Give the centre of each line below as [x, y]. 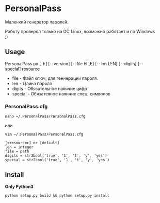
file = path [17, 151]
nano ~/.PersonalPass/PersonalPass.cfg [45, 117]
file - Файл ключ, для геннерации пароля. [55, 78]
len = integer [19, 147]
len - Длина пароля [32, 83]
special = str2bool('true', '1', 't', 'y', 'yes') [57, 160]
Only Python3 [19, 186]
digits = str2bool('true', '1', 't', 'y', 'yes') [56, 156]
